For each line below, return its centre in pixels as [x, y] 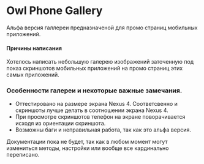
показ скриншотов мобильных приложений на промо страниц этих [95, 69]
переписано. [23, 155]
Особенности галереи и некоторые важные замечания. [94, 91]
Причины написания [34, 48]
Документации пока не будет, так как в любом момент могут [87, 142]
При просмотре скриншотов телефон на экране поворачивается [100, 117]
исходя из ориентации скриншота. [60, 124]
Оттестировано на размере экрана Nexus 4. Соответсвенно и [96, 104]
